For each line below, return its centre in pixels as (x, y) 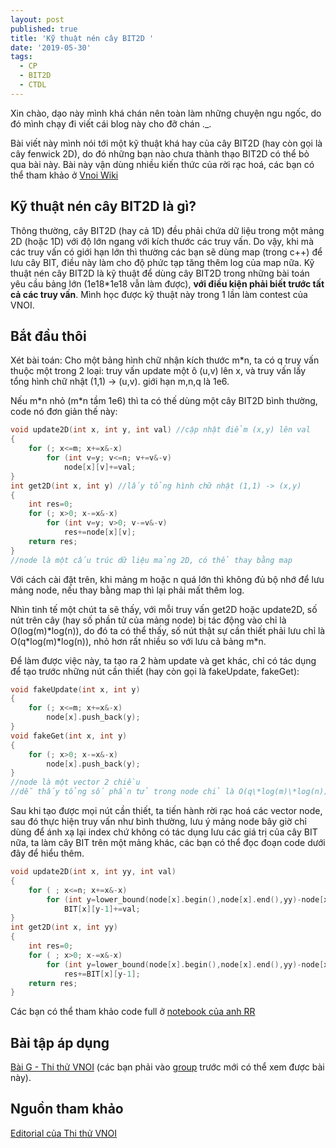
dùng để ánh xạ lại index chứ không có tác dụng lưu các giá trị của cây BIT (164, 832)
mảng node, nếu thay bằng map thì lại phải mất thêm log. (127, 590)
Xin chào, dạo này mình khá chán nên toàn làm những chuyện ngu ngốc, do (166, 113)
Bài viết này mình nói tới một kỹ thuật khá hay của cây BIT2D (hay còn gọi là (166, 143)
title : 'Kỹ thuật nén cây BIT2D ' (82, 38)
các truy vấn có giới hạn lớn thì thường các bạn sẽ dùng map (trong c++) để (166, 252)
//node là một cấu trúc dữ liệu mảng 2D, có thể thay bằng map (151, 560)
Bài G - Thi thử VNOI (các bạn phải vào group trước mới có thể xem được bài (167, 1067)
